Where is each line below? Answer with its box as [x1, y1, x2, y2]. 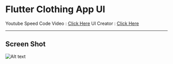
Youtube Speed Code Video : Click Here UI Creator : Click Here [5, 20, 139, 26]
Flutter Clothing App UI [5, 4, 106, 15]
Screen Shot [5, 40, 46, 49]
